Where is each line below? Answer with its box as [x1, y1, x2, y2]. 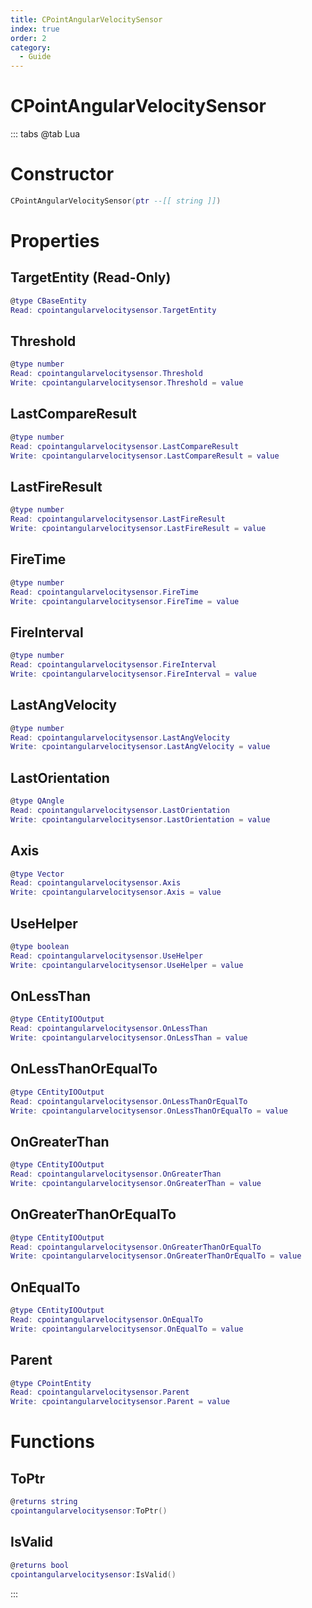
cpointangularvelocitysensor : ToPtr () [10, 1506, 168, 1516]
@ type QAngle [10, 796, 65, 806]
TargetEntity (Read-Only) [10, 269, 172, 286]
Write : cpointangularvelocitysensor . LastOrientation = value [10, 814, 271, 825]
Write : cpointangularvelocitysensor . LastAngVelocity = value [10, 742, 271, 752]
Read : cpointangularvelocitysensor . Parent [10, 1387, 190, 1398]
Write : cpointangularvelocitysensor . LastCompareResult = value [10, 451, 280, 461]
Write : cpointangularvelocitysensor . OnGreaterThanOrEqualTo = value [10, 1251, 302, 1261]
